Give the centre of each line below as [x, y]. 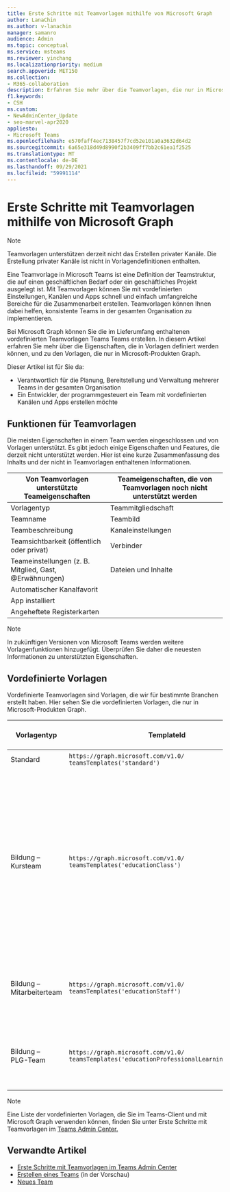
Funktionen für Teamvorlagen [72, 424]
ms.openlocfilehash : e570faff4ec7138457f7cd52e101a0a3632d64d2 [99, 142]
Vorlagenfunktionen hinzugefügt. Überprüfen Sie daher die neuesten [104, 649]
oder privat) [30, 550]
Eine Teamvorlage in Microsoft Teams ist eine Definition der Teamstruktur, [111, 275]
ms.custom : [23, 109]
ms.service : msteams [37, 52]
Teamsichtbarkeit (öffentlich [56, 541]
